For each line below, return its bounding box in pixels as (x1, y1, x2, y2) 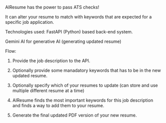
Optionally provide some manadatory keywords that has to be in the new (12, 67, 161, 73)
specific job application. (5, 19, 54, 25)
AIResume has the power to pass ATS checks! (5, 4, 99, 10)
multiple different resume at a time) (12, 88, 84, 94)
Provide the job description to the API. (12, 58, 90, 64)
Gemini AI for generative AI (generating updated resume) (5, 38, 122, 44)
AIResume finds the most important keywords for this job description (12, 97, 153, 103)
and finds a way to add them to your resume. (12, 103, 104, 109)
